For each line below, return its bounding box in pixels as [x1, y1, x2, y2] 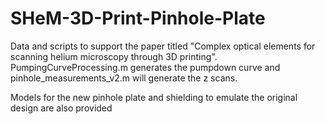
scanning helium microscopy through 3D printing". [10, 50, 218, 62]
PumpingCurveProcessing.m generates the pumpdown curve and [10, 61, 281, 73]
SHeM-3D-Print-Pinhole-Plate [10, 7, 266, 30]
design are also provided [10, 102, 113, 114]
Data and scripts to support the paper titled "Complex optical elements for [10, 40, 316, 52]
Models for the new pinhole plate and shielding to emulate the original [10, 91, 298, 103]
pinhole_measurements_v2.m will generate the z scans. [10, 72, 238, 84]
